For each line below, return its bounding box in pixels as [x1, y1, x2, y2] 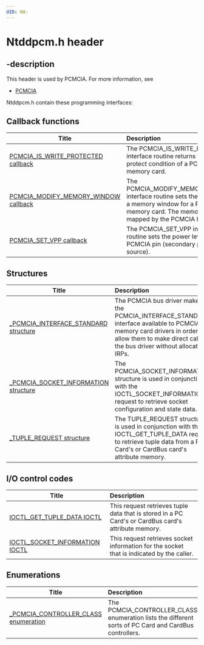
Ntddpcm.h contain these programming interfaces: [6, 98, 134, 106]
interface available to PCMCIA [114, 319, 200, 328]
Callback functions [6, 117, 80, 127]
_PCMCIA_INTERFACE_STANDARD [9, 319, 108, 328]
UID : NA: [6, 8, 29, 15]
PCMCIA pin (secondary [126, 240, 195, 249]
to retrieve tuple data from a [114, 437, 194, 446]
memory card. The [126, 208, 179, 216]
